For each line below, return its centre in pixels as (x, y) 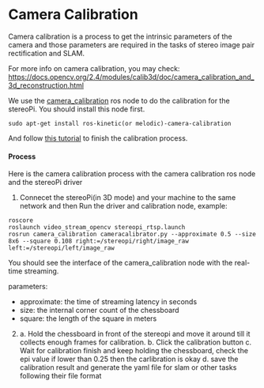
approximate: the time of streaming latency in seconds (108, 302)
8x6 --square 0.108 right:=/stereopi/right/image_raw (99, 241)
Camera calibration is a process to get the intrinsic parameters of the (120, 36)
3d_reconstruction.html (46, 85)
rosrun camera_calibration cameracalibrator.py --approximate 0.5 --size (132, 235)
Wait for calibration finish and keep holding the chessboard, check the (134, 351)
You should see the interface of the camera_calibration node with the (121, 263)
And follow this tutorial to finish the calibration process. (98, 138)
